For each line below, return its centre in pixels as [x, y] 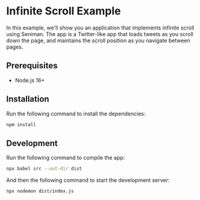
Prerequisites [32, 66]
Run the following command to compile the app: [66, 158]
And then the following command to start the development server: [88, 180]
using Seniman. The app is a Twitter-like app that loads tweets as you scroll [100, 34]
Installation [28, 99]
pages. [15, 47]
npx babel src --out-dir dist [44, 169]
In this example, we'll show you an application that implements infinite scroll [100, 28]
